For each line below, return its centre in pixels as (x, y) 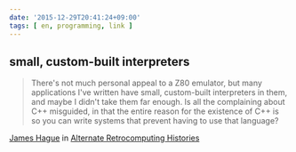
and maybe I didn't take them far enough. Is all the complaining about (158, 102)
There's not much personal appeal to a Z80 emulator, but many (146, 83)
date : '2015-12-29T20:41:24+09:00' (75, 17)
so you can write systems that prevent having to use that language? (155, 121)
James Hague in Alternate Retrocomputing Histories (104, 138)
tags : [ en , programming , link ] (71, 26)
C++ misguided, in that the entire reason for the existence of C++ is (155, 111)
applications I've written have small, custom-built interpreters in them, (159, 92)
